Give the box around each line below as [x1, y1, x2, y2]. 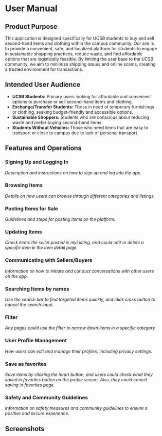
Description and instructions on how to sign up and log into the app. [5, 169, 142, 176]
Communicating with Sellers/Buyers [5, 257, 92, 264]
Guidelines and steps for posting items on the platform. [5, 216, 116, 222]
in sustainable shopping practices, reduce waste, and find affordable [5, 51, 143, 57]
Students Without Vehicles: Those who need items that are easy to [12, 125, 148, 130]
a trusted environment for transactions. [5, 66, 84, 72]
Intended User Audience [5, 81, 81, 89]
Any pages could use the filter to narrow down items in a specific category [5, 325, 156, 331]
